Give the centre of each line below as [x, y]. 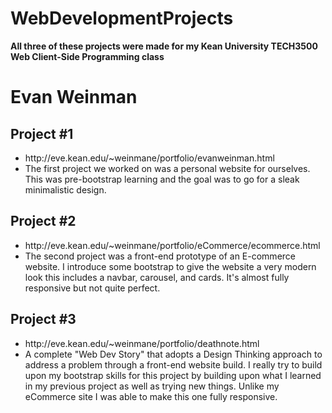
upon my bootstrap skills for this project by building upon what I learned [173, 375]
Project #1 [42, 133]
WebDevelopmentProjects [122, 18]
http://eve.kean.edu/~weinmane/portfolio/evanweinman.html [149, 158]
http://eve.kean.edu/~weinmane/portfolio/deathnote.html [142, 343]
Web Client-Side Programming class [87, 56]
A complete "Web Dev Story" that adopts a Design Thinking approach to [173, 354]
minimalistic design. [65, 189]
